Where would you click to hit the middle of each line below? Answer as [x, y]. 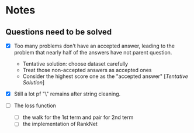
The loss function [35, 105]
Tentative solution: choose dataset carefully [75, 64]
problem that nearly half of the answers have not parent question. [93, 53]
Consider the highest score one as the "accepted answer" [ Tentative [105, 76]
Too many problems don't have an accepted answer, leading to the [94, 46]
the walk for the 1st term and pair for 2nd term [78, 117]
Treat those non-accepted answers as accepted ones [87, 70]
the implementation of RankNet [60, 124]
